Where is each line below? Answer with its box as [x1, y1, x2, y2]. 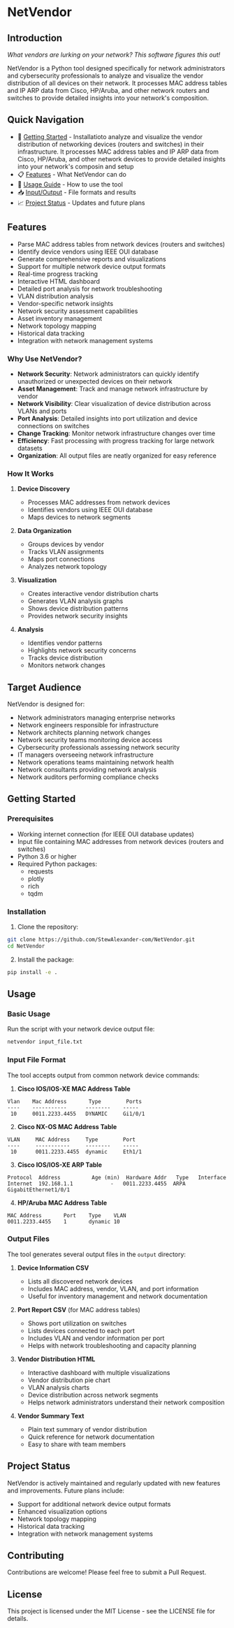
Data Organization [17, 527, 72, 535]
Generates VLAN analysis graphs [27, 597, 124, 605]
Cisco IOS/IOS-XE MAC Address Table [17, 1084, 131, 1093]
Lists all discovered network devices [27, 1277, 133, 1286]
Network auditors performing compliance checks [17, 773, 159, 781]
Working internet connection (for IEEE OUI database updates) [17, 829, 194, 838]
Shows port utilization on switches [27, 1318, 127, 1328]
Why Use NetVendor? [7, 354, 82, 363]
